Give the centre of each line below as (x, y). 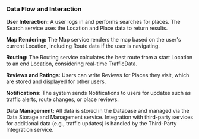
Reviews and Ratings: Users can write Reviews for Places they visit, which (98, 75)
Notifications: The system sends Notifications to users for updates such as (99, 93)
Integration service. (30, 130)
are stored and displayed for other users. (56, 81)
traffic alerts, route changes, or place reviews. (62, 99)
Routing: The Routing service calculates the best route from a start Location (99, 58)
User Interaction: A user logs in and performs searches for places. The (93, 22)
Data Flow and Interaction (44, 9)
